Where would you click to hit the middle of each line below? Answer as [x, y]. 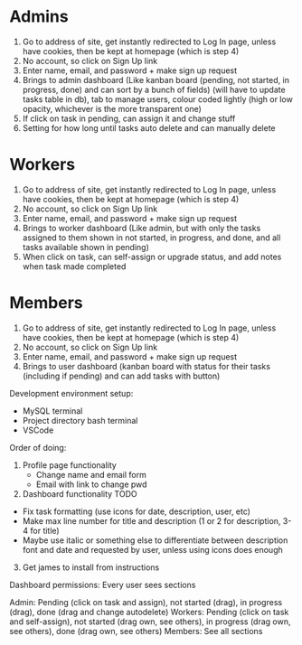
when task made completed [74, 266]
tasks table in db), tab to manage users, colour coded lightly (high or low [158, 99]
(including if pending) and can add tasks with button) [121, 376]
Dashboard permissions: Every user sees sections [103, 584]
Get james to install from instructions [91, 567]
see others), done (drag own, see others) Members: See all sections [136, 631]
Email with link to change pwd [91, 484]
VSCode [38, 430]
